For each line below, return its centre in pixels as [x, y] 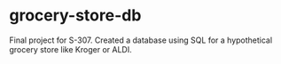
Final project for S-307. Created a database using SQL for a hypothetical [141, 40]
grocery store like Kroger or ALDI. [70, 49]
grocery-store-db [75, 16]
